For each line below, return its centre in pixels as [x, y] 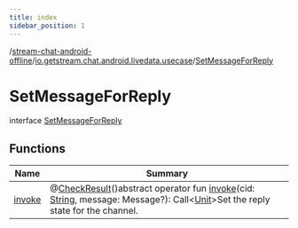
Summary [167, 174]
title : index [33, 17]
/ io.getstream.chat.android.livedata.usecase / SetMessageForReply [153, 60]
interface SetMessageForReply [66, 121]
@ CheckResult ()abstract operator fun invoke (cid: [153, 189]
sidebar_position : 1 [47, 26]
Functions [38, 149]
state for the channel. [94, 211]
